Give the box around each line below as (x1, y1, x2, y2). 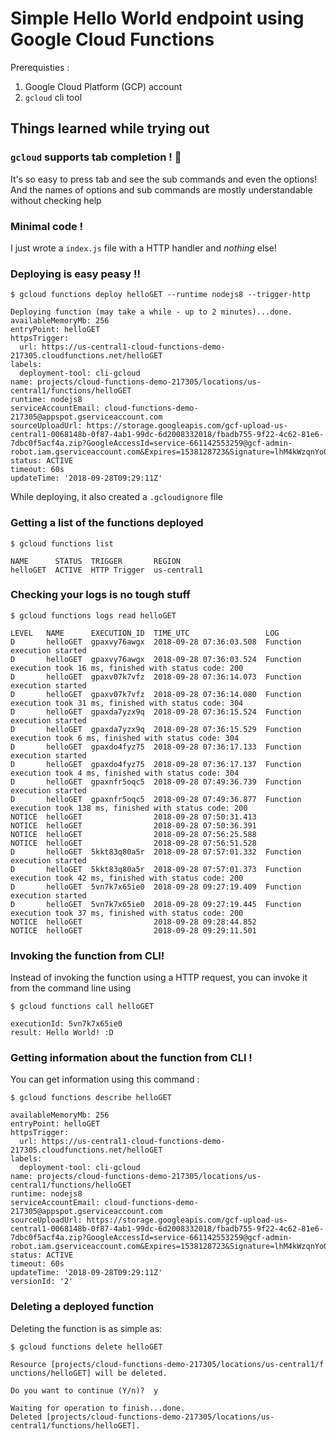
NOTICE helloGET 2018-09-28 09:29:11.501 (10, 925, 257, 936)
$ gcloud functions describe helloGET (10, 1093, 172, 1103)
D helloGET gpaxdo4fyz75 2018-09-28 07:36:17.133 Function (10, 742, 302, 752)
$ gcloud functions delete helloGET (10, 1342, 163, 1352)
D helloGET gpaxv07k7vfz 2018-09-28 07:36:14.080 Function (10, 689, 302, 699)
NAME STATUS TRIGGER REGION (10, 556, 182, 566)
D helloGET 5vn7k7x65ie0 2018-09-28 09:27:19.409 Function (10, 882, 302, 892)
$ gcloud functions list (10, 538, 114, 549)
